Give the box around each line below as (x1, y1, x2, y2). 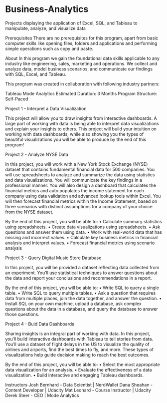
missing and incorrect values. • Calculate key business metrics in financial (5, 234, 158, 240)
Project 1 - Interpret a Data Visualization (5, 105, 87, 111)
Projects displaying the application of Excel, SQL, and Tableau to (5, 20, 138, 26)
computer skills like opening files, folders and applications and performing (5, 40, 158, 46)
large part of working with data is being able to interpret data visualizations (5, 120, 160, 126)
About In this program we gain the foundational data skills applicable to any (5, 55, 160, 61)
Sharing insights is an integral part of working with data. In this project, (5, 331, 151, 337)
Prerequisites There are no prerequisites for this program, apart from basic (5, 35, 159, 41)
